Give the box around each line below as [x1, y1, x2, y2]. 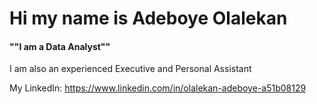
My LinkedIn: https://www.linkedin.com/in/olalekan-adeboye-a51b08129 [9, 82, 307, 94]
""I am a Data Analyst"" [9, 40, 111, 52]
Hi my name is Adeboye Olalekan [9, 7, 288, 30]
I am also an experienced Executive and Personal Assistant [9, 63, 252, 75]
